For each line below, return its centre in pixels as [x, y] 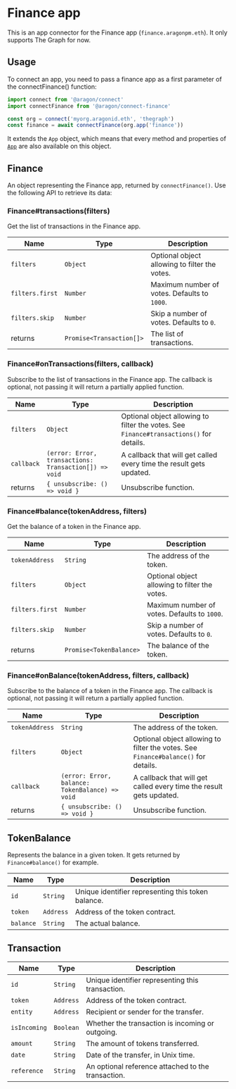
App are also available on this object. [59, 147]
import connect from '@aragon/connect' [66, 99]
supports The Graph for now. [49, 39]
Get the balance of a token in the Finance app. [74, 526]
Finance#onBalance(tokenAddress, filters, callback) [98, 676]
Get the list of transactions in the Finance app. [74, 226]
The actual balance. [107, 923]
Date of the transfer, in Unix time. [140, 1054]
